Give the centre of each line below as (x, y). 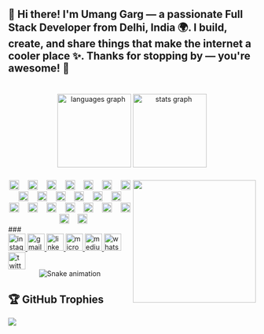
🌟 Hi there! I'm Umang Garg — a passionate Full (126, 15)
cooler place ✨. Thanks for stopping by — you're (129, 56)
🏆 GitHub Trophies (56, 299)
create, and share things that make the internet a (130, 44)
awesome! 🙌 (39, 69)
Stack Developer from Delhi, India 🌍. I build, (118, 28)
